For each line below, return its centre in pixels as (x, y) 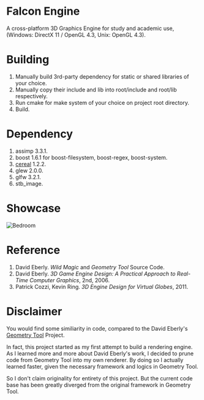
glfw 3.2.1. (28, 177)
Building (28, 60)
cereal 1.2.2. (31, 164)
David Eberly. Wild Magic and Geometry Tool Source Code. (90, 267)
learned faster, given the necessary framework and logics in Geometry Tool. (102, 366)
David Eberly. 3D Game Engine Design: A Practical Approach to (95, 274)
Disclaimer (34, 311)
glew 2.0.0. (29, 171)
